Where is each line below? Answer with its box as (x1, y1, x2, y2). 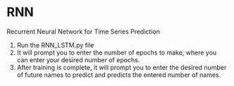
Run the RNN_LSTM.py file (16, 41, 94, 49)
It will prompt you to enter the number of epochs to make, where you (16, 48, 217, 57)
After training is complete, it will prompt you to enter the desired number (16, 63, 227, 71)
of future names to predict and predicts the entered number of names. (16, 71, 221, 79)
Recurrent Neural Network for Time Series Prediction (6, 27, 160, 36)
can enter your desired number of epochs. (16, 55, 140, 64)
